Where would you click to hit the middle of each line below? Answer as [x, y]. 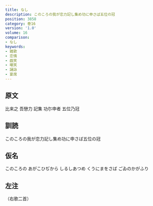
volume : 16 [16, 33]
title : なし [17, 10]
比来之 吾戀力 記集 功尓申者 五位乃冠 [42, 108]
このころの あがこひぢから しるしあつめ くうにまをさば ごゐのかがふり [77, 169]
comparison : [17, 38]
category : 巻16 [20, 24]
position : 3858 [21, 19]
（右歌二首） [18, 199]
